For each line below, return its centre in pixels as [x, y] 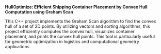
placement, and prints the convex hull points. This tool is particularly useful [80, 36]
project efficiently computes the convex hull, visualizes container [70, 31]
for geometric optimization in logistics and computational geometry [72, 42]
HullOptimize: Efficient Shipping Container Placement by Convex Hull [76, 7]
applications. [18, 47]
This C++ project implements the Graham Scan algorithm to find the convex [80, 21]
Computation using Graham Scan [39, 12]
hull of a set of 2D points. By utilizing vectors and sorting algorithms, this [78, 26]
